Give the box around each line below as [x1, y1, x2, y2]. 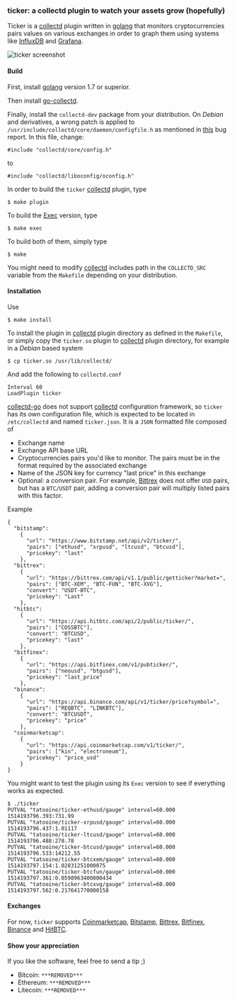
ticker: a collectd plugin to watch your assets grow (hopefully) [7, 6, 226, 16]
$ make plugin [7, 198, 50, 205]
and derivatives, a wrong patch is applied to [7, 118, 135, 126]
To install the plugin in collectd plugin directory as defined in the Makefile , [7, 329, 223, 337]
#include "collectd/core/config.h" [7, 146, 112, 154]
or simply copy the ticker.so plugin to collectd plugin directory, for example [7, 336, 230, 345]
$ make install [7, 316, 52, 324]
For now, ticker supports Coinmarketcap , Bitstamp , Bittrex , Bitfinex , [7, 917, 206, 926]
